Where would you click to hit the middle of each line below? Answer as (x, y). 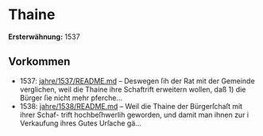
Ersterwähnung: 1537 (44, 37)
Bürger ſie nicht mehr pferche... (71, 98)
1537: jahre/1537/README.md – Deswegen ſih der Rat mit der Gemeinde (137, 80)
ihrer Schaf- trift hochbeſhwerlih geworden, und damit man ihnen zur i (134, 115)
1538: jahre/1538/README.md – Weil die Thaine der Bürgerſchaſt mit (131, 106)
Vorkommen (39, 62)
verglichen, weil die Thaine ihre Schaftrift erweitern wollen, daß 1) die (133, 89)
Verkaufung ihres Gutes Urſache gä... (80, 123)
